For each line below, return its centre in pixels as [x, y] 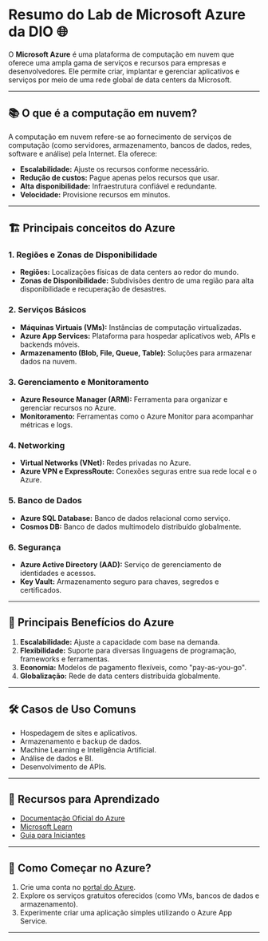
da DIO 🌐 [38, 32]
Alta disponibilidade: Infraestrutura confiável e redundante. [118, 186]
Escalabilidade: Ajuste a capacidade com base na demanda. [120, 641]
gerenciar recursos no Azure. [68, 408]
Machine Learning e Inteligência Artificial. [88, 749]
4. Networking [37, 445]
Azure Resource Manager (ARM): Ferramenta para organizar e [124, 399]
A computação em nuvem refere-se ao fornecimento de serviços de [120, 137]
